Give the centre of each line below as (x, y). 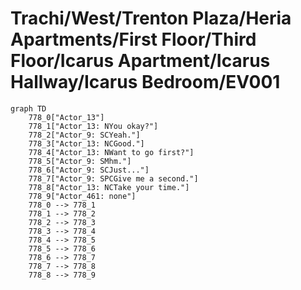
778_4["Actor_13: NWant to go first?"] (111, 152)
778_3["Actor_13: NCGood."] (86, 143)
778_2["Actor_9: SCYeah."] (84, 135)
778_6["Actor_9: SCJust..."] (89, 170)
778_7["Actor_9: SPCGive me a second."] (113, 178)
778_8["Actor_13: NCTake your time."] (109, 187)
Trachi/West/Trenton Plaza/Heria (151, 18)
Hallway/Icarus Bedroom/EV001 (145, 82)
